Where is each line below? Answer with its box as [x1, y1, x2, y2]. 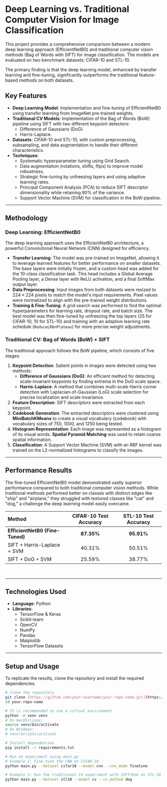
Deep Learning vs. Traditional [5, 3, 129, 15]
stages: [5, 352, 21, 359]
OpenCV [19, 622, 38, 628]
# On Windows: [5, 727, 35, 732]
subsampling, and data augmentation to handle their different [12, 142, 138, 148]
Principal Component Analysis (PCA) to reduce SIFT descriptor [19, 184, 149, 190]
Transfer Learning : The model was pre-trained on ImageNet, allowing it [12, 255, 160, 261]
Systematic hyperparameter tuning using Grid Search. [19, 158, 130, 164]
